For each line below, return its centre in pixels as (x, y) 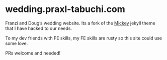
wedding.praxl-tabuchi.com (65, 9)
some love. (17, 43)
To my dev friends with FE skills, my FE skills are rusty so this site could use (84, 38)
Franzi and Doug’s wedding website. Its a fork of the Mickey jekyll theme (80, 23)
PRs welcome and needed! (33, 53)
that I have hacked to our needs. (38, 28)
